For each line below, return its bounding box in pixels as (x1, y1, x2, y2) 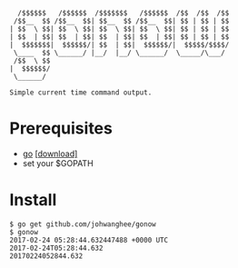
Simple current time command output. (9, 88, 153, 97)
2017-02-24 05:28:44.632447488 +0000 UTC (9, 235, 169, 244)
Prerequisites (9, 118, 114, 139)
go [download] (22, 148, 78, 159)
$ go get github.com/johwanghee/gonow (9, 219, 156, 229)
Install (9, 190, 57, 211)
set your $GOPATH (22, 157, 94, 168)
